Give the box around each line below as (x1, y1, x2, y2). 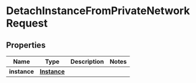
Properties (6, 40, 46, 50)
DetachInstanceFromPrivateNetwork (6, 4, 190, 18)
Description (70, 58, 104, 65)
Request (6, 16, 48, 30)
